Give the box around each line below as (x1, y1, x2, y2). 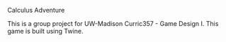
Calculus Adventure (7, 6, 65, 14)
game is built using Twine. (7, 27, 84, 35)
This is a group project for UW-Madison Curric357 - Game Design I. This (7, 20, 219, 27)
